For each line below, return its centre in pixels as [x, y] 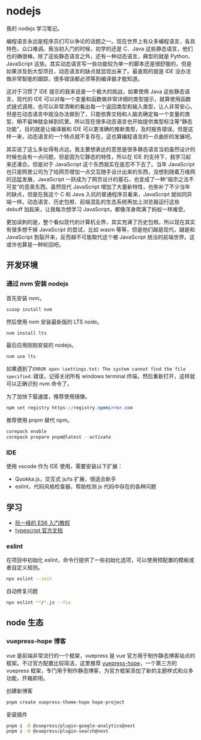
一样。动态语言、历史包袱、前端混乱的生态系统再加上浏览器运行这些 [95, 202]
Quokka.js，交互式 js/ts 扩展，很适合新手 [65, 479]
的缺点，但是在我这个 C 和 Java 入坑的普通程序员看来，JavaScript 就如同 [97, 194]
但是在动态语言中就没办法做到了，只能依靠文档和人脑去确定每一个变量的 [95, 114]
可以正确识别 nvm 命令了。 [40, 384]
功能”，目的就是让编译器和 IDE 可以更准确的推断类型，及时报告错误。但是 [97, 129]
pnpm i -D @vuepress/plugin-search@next [58, 731]
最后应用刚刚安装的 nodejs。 [42, 345]
